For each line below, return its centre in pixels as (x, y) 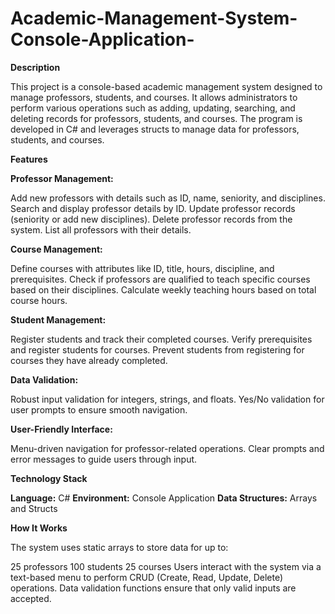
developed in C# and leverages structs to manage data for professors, (155, 129)
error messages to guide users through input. (104, 459)
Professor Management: (62, 178)
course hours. (39, 300)
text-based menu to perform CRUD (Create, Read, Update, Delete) (147, 577)
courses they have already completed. (89, 360)
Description (35, 67)
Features (29, 159)
